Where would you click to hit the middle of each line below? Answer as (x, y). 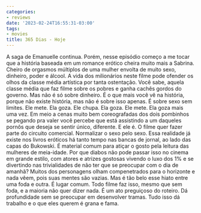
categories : (21, 12)
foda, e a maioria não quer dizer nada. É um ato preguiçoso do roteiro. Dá (97, 190)
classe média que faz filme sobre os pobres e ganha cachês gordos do (94, 88)
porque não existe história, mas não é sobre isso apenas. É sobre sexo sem (99, 101)
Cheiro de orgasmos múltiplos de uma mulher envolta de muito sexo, (91, 69)
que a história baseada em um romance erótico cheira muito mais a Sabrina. (100, 63)
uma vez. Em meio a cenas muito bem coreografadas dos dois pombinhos (98, 114)
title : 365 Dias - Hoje (36, 40)
